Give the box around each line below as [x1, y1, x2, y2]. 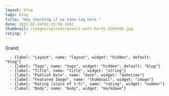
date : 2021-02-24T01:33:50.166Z [5, 21, 74, 27]
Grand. [5, 45, 20, 51]
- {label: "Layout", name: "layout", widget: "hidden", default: [10, 55, 152, 60]
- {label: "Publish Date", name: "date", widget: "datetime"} [10, 73, 145, 78]
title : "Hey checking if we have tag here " [5, 17, 101, 22]
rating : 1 [5, 31, 26, 36]
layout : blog [5, 7, 33, 13]
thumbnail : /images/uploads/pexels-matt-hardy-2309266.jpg [5, 26, 133, 31]
